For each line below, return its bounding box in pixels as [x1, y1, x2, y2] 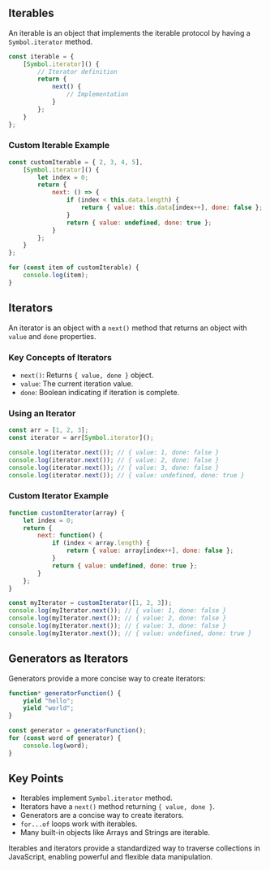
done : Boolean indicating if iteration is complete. [19, 387, 180, 397]
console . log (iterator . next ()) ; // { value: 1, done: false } [8, 449, 220, 457]
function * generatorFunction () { [8, 689, 122, 698]
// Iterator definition [37, 67, 118, 76]
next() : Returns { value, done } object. [19, 370, 154, 380]
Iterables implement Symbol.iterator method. [19, 793, 173, 803]
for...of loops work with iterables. [19, 819, 138, 829]
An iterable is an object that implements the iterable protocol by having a [8, 28, 251, 37]
